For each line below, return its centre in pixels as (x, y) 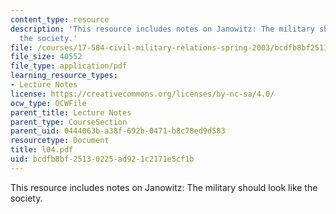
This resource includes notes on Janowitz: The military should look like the (164, 187)
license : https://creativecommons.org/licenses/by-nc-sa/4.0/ (142, 94)
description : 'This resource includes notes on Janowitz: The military (162, 29)
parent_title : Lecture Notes (71, 112)
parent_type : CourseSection (69, 122)
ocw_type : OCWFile (48, 103)
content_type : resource (60, 19)
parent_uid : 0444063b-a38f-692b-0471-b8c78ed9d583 (118, 131)
